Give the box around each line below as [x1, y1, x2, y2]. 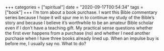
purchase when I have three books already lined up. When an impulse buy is [5, 35, 159, 41]
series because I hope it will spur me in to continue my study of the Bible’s [5, 15, 155, 20]
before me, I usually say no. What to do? [5, 41, 87, 46]
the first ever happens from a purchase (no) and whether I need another [5, 30, 150, 36]
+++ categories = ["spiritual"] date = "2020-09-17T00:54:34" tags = [5, 4, 143, 10]
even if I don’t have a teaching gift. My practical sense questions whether [5, 25, 153, 31]
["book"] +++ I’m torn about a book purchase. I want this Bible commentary [5, 9, 158, 15]
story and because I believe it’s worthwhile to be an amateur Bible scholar [5, 20, 154, 25]
